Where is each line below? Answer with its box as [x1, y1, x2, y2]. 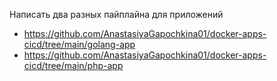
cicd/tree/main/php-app [23, 60, 124, 71]
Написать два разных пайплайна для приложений [9, 9, 224, 20]
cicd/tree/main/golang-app [23, 39, 136, 50]
